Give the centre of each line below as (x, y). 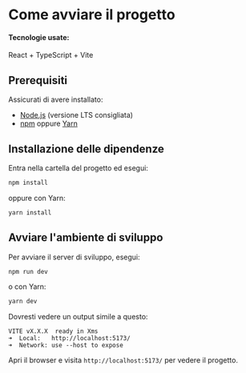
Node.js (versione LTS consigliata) (77, 115)
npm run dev (28, 271)
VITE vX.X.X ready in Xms (53, 331)
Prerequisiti (38, 80)
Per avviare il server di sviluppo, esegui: (74, 257)
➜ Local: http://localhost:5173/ (69, 339)
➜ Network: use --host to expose (66, 346)
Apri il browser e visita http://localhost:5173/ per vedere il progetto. (123, 360)
